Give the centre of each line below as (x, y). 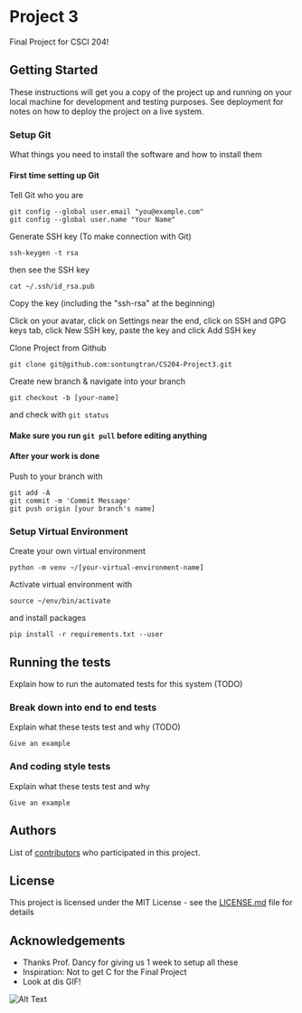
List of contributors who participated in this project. (105, 852)
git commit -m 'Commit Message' (70, 501)
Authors (33, 831)
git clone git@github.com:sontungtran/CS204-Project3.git (121, 365)
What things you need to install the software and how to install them (136, 155)
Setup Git (30, 135)
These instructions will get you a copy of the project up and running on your (151, 91)
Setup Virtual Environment (69, 531)
